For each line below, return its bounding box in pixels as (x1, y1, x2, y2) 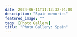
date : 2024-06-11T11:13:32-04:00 (5, 7, 73, 12)
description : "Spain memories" (5, 12, 68, 16)
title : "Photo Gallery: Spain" (5, 25, 68, 30)
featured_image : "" (5, 16, 45, 21)
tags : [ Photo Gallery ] (5, 20, 51, 25)
